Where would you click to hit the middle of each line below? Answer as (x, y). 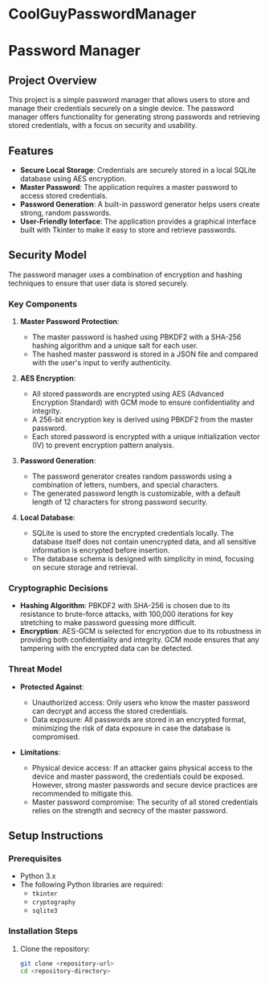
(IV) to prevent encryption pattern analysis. (103, 445)
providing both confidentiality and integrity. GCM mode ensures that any (139, 640)
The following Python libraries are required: (92, 885)
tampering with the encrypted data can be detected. (106, 648)
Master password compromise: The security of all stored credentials (145, 802)
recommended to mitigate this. (83, 793)
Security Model (47, 255)
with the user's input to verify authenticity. (102, 363)
